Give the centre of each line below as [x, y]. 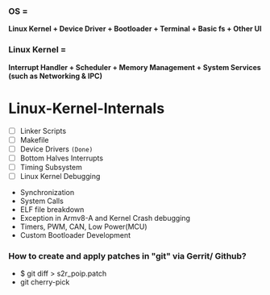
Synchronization [47, 192]
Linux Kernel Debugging [60, 176]
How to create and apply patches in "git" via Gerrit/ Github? [128, 256]
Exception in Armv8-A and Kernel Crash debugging [105, 218]
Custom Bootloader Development [75, 235]
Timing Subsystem [51, 167]
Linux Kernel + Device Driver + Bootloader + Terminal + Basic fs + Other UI [135, 29]
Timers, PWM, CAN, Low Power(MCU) [83, 226]
